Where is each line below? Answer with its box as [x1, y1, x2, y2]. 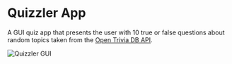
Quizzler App [7, 5, 86, 21]
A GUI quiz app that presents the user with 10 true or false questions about [7, 28, 225, 37]
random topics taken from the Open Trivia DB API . [7, 35, 153, 44]
